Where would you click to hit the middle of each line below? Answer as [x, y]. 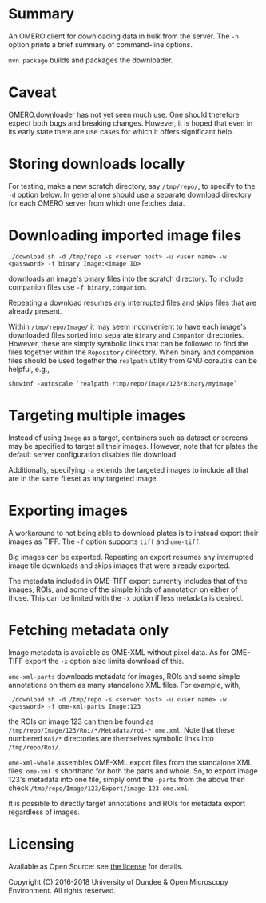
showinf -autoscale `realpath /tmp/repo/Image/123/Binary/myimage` [123, 384]
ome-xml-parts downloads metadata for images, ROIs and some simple [124, 676]
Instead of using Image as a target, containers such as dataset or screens [128, 438]
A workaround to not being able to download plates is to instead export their [133, 533]
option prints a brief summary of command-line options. [101, 44]
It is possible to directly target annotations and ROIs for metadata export [127, 803]
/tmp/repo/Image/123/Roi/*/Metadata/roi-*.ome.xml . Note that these [121, 729]
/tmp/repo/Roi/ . [35, 747]
